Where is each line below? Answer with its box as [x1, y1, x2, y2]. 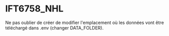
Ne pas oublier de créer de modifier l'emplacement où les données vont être [5, 19, 164, 25]
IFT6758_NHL [5, 3, 64, 14]
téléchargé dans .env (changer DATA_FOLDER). [5, 24, 104, 30]
